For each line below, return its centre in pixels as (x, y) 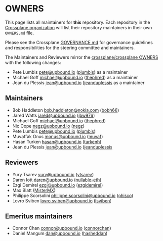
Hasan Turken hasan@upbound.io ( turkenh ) (57, 142)
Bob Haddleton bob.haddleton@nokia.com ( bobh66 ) (66, 110)
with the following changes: (33, 62)
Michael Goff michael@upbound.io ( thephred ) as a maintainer (75, 77)
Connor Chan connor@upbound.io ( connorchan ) (61, 228)
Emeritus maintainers (39, 216)
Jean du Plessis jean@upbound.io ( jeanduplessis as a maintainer (78, 83)
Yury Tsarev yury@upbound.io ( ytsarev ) (53, 174)
